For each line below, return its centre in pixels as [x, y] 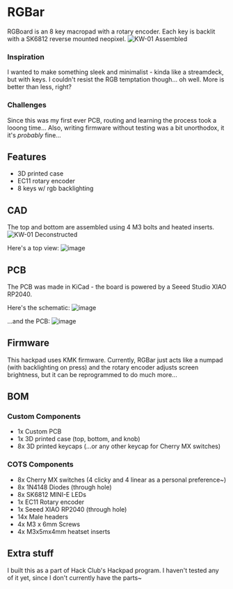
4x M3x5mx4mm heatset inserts [64, 531]
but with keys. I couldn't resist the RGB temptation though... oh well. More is [116, 79]
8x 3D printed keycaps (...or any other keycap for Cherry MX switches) [119, 446]
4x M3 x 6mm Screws [49, 524]
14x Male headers [42, 517]
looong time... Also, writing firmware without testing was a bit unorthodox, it [116, 128]
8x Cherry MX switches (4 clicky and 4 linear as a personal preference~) [122, 480]
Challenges [27, 105]
